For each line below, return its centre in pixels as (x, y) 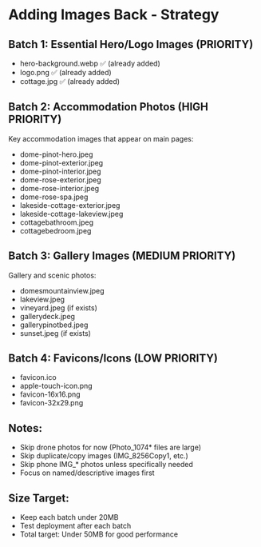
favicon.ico (38, 377)
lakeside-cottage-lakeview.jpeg (71, 214)
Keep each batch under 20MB (69, 517)
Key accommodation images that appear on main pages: (101, 138)
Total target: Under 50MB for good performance (99, 534)
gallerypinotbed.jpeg (54, 325)
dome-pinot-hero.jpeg (56, 154)
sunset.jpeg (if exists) (55, 333)
